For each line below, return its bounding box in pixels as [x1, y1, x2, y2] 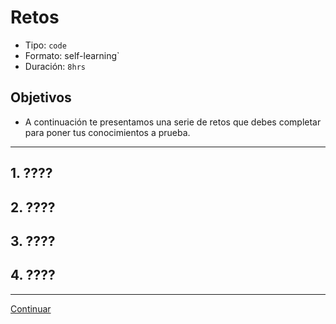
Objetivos [10, 89, 72, 106]
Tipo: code [24, 39, 67, 51]
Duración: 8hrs [24, 60, 86, 72]
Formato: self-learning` [24, 49, 120, 61]
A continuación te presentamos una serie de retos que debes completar [24, 116, 322, 128]
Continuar [10, 302, 52, 315]
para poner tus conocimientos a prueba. [24, 126, 191, 138]
